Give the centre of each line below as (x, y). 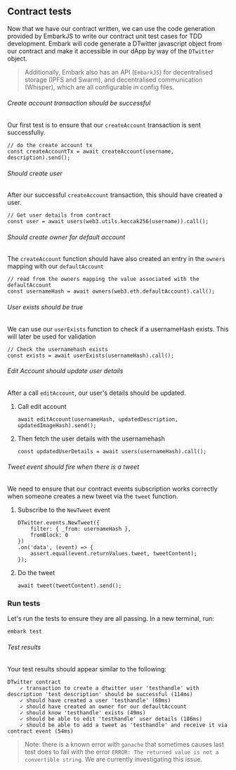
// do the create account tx (50, 146)
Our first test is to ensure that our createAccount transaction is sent (104, 125)
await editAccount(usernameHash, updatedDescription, (98, 419)
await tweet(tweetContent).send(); (70, 586)
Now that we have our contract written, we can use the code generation (111, 28)
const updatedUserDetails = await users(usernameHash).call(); (112, 451)
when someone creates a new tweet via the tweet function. (93, 496)
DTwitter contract (34, 682)
